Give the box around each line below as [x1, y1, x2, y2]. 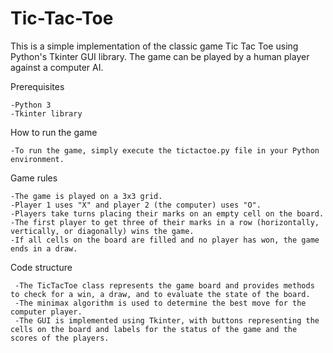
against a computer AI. [10, 61, 104, 73]
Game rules [10, 172, 58, 184]
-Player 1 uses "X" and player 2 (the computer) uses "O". [10, 200, 262, 210]
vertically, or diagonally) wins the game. [10, 226, 195, 236]
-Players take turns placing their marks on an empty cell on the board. [10, 208, 325, 219]
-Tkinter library [10, 108, 83, 119]
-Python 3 [10, 100, 52, 110]
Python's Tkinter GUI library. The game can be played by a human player [10, 50, 310, 62]
